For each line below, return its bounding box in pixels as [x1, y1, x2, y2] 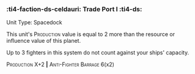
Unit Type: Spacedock [6, 19, 62, 26]
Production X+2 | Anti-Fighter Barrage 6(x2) [6, 61, 115, 68]
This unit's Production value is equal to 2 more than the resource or [6, 31, 175, 38]
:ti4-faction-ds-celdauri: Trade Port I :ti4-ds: [6, 5, 142, 13]
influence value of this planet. [6, 37, 81, 45]
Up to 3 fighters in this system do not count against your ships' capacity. [6, 49, 189, 56]
